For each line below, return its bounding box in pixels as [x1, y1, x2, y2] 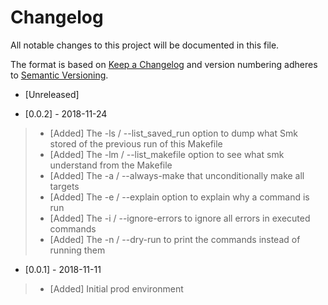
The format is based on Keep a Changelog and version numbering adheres [10, 58, 318, 70]
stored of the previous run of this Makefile [49, 137, 223, 150]
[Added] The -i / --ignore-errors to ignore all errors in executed [49, 212, 311, 224]
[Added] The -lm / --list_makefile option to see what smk [49, 148, 285, 160]
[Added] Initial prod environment [49, 282, 184, 295]
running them [49, 244, 106, 256]
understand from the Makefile [49, 159, 173, 171]
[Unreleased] [24, 88, 80, 100]
